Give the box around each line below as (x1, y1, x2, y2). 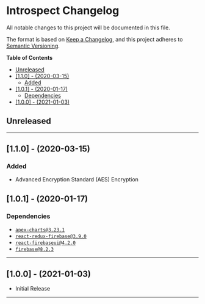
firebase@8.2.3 (15, 247, 54, 253)
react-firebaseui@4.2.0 (15, 240, 76, 246)
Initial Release (15, 284, 51, 292)
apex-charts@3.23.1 (15, 227, 65, 233)
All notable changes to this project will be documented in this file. (6, 24, 171, 31)
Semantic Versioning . (6, 42, 60, 49)
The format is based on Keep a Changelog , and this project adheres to (6, 35, 183, 43)
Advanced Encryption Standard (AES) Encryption (15, 176, 139, 183)
